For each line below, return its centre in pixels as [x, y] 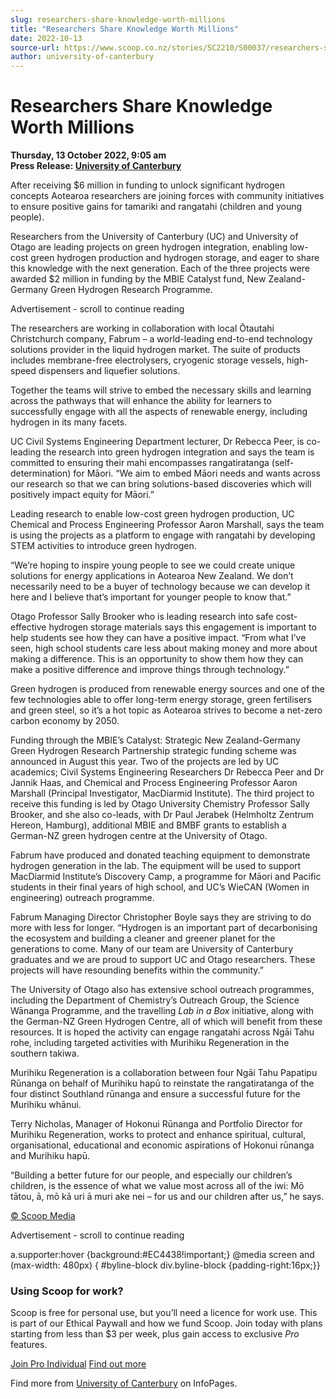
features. [29, 1345]
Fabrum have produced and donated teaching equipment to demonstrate [160, 855]
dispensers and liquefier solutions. [109, 371]
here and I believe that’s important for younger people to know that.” [151, 597]
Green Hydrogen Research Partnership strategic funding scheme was [153, 751]
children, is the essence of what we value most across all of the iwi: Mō [157, 1186]
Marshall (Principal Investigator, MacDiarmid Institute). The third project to [162, 793]
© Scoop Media [43, 1216]
